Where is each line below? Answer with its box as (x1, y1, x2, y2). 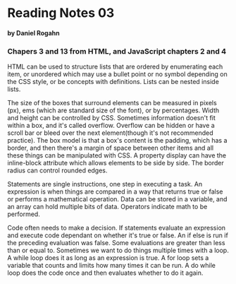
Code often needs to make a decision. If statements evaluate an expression (7, 224, 226, 232)
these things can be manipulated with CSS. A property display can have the (7, 151, 227, 160)
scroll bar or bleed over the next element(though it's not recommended (7, 129, 213, 137)
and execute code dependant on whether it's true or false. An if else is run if (7, 231, 229, 239)
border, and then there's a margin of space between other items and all (7, 143, 213, 153)
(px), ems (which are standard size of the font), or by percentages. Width (7, 106, 220, 114)
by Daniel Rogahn (7, 28, 60, 37)
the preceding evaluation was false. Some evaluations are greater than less (7, 239, 225, 247)
